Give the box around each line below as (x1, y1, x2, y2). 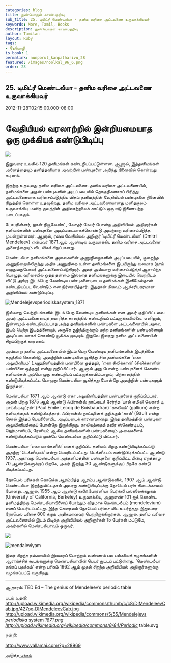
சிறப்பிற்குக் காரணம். (5, 338, 46, 344)
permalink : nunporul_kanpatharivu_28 (5, 55, 85, 60)
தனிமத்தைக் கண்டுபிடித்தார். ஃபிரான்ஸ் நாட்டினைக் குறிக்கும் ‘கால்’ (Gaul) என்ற (5, 410, 159, 416)
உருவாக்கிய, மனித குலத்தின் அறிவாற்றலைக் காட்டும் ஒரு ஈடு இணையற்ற (5, 205, 144, 211)
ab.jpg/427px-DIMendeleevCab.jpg (5, 606, 79, 612)
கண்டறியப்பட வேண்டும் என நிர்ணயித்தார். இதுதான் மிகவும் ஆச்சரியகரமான (5, 283, 155, 289)
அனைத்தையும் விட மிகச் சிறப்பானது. (5, 244, 75, 250)
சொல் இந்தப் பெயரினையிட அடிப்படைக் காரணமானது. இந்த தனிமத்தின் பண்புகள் (5, 416, 162, 422)
